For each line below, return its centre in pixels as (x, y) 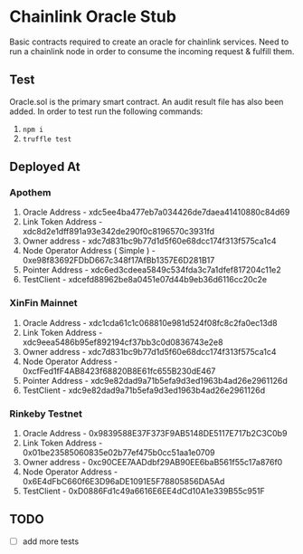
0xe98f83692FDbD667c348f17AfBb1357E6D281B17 (118, 261)
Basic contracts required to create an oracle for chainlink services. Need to (149, 42)
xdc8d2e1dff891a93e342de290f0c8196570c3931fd (118, 232)
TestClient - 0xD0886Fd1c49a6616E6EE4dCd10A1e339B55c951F (143, 492)
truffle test (47, 139)
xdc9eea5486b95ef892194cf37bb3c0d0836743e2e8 (123, 342)
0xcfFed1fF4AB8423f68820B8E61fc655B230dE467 (119, 371)
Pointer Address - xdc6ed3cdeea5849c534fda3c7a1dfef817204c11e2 (152, 270)
